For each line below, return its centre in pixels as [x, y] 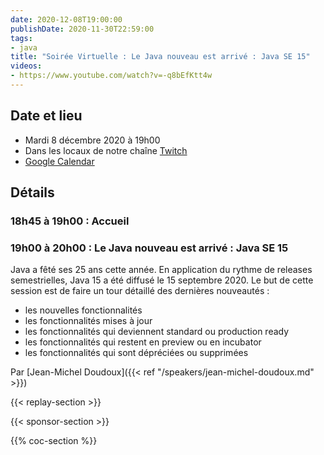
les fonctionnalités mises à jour [88, 321]
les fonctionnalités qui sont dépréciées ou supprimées [136, 353]
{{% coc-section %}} [54, 441]
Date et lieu [46, 116]
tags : [21, 38]
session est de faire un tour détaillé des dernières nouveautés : [140, 291]
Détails [32, 192]
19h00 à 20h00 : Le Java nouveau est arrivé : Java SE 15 [149, 248]
